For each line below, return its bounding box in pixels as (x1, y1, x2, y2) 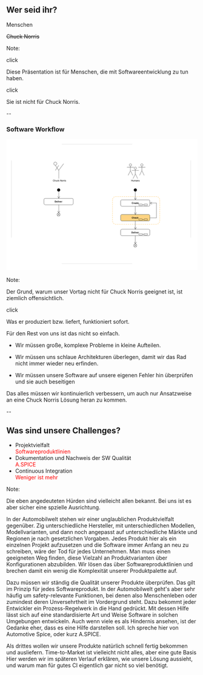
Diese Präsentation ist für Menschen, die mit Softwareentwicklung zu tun (6, 68, 189, 75)
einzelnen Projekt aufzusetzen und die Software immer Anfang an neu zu (6, 541, 189, 549)
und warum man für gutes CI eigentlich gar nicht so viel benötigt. (6, 662, 168, 669)
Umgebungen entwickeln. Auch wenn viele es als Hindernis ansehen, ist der (6, 618, 196, 625)
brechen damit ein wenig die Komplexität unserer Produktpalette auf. (6, 567, 178, 575)
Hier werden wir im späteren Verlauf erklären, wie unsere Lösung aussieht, (6, 656, 193, 663)
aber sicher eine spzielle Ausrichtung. (6, 504, 101, 511)
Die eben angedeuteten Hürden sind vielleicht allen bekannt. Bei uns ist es (6, 498, 192, 505)
